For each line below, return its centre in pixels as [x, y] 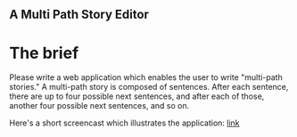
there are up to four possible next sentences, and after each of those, [137, 96]
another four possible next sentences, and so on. [99, 106]
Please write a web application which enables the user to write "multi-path [146, 77]
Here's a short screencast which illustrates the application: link [124, 123]
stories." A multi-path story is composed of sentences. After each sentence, [149, 87]
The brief [44, 53]
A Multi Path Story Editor [79, 15]
